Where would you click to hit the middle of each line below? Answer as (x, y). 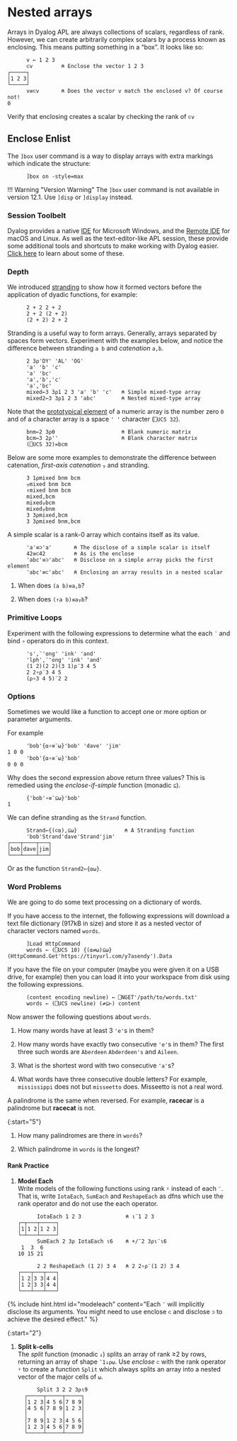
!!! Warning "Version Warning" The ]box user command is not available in (113, 189)
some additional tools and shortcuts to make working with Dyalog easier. (113, 246)
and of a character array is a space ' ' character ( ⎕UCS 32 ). (94, 419)
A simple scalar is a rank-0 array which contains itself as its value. (104, 535)
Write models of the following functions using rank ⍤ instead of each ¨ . (120, 1189)
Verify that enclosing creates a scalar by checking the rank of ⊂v (101, 116)
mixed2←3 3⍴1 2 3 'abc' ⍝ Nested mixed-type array (113, 399)
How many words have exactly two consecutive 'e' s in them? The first (121, 1044)
